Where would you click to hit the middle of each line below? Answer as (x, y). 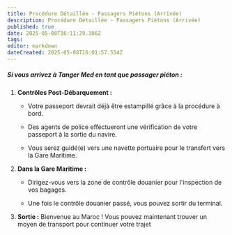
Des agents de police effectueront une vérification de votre (113, 127)
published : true (31, 26)
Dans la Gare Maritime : (52, 169)
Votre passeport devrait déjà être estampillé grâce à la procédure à (124, 106)
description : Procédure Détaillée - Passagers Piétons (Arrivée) (104, 20)
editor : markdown (32, 46)
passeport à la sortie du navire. (72, 134)
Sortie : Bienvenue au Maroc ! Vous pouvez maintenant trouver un (112, 216)
